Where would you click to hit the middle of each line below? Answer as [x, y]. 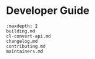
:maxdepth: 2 [22, 26]
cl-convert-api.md [28, 36]
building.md [21, 31]
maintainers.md [25, 51]
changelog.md [22, 41]
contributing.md [26, 46]
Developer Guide [48, 11]
